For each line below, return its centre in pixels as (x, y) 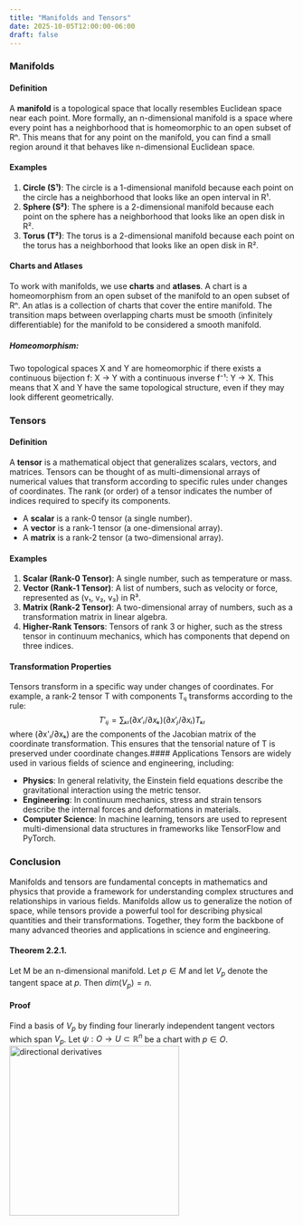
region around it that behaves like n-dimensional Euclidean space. (132, 147)
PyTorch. (39, 838)
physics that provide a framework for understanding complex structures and (151, 891)
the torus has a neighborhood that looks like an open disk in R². (141, 245)
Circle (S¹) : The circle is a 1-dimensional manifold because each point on (158, 188)
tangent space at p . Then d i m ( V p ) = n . (80, 984)
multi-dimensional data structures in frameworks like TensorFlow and (151, 829)
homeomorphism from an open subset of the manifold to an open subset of (150, 295)
